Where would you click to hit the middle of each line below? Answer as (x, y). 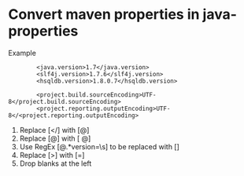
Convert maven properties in (104, 15)
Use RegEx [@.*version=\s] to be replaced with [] (99, 146)
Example (22, 53)
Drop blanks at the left (55, 163)
